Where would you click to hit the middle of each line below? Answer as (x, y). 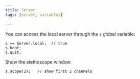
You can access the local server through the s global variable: (70, 34)
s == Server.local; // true (36, 43)
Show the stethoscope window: (38, 62)
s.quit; (14, 52)
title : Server (20, 10)
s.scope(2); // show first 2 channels (49, 71)
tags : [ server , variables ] (34, 15)
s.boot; (14, 48)
